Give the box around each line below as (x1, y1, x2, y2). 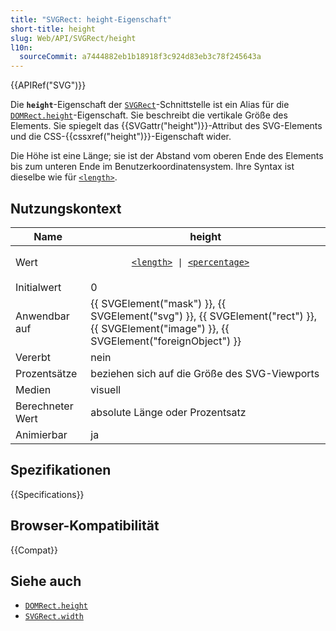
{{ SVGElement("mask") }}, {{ (90, 296, 227, 310)
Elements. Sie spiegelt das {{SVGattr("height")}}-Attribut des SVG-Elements (10, 120, 323, 132)
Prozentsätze (15, 366, 78, 380)
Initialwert (15, 280, 62, 294)
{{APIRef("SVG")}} (10, 79, 87, 91)
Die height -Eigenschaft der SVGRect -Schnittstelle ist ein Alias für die (10, 99, 290, 111)
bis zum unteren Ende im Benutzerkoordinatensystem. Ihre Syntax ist (10, 161, 295, 173)
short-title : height (10, 24, 97, 34)
